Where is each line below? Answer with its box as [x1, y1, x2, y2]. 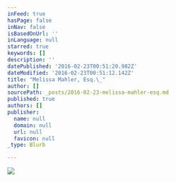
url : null [13, 128, 42, 135]
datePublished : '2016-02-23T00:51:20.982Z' [7, 63, 138, 70]
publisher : [7, 109, 40, 116]
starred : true [7, 43, 49, 50]
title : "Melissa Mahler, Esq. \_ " [7, 75, 106, 83]
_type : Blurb [7, 142, 46, 149]
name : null [13, 115, 46, 122]
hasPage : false [7, 17, 52, 24]
